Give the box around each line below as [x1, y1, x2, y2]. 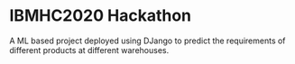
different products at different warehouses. [9, 44, 170, 55]
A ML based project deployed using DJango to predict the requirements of [9, 35, 286, 46]
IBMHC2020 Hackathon [9, 5, 192, 26]
